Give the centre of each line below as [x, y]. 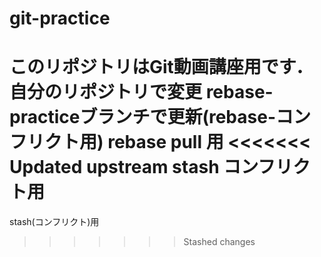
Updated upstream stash [114, 167]
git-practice [60, 18]
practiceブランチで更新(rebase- [142, 117]
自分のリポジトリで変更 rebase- [141, 92]
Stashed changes [219, 242]
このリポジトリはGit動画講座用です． [161, 67]
